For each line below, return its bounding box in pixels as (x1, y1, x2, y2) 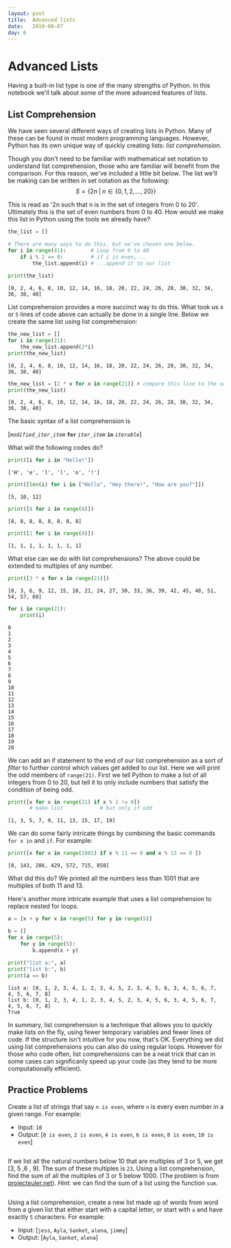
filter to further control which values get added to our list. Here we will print (8, 763, 221, 771)
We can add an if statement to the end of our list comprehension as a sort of (8, 756, 223, 765)
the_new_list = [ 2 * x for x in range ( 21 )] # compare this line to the (8, 380, 217, 387)
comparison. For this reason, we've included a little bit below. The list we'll (8, 169, 218, 177)
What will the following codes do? (8, 444, 104, 452)
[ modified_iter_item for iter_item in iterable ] (8, 430, 143, 439)
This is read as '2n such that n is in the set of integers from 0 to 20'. (8, 200, 199, 208)
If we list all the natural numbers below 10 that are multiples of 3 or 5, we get (8, 1157, 223, 1165)
